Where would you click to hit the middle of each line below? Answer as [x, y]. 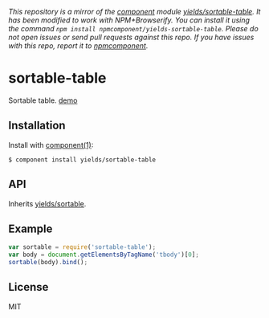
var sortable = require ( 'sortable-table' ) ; [82, 247]
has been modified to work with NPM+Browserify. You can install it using [129, 20]
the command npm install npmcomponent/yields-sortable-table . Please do [133, 29]
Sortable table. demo [43, 100]
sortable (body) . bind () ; [48, 263]
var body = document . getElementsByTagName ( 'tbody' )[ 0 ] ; [104, 255]
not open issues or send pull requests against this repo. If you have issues [131, 37]
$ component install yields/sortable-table [82, 160]
